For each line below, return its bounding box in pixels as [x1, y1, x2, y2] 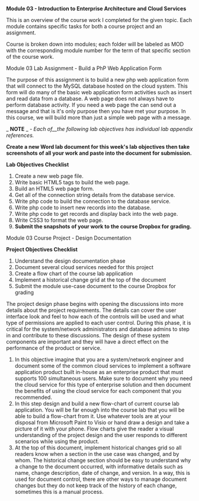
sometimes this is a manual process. [14, 489, 104, 495]
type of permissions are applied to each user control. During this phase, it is [6, 320, 191, 326]
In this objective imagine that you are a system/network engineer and [14, 356, 184, 363]
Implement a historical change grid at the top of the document [14, 276, 166, 283]
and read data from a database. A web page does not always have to [6, 95, 175, 102]
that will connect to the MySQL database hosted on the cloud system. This [6, 82, 188, 90]
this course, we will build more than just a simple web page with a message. [6, 114, 191, 121]
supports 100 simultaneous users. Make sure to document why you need [14, 375, 192, 382]
